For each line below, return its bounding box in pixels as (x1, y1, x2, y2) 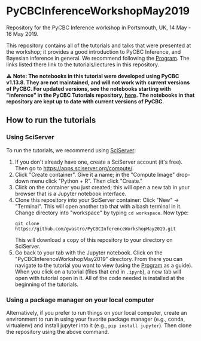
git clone (14, 220, 40, 226)
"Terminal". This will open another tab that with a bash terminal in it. (14, 202, 182, 210)
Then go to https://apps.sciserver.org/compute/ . (14, 164, 134, 171)
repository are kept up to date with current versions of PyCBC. (6, 97, 165, 105)
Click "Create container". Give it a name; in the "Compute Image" (14, 171, 175, 178)
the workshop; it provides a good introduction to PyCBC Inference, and (6, 48, 181, 55)
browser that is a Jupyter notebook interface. (14, 190, 127, 197)
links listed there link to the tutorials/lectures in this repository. (6, 61, 160, 68)
